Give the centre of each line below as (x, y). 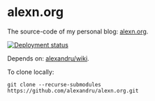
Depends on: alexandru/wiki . (48, 58)
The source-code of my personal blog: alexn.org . (78, 31)
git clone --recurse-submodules (54, 84)
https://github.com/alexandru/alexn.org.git (73, 91)
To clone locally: (31, 72)
